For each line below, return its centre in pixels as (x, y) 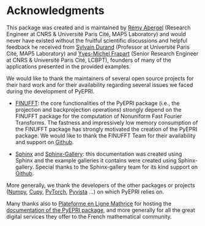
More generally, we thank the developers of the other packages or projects (101, 185)
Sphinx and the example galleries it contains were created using (96, 160)
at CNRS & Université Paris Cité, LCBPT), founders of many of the (89, 60)
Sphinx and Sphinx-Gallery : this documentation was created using (99, 154)
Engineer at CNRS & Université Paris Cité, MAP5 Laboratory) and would (96, 34)
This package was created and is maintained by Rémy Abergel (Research (99, 27)
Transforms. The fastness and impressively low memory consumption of (106, 122)
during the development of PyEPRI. (50, 91)
